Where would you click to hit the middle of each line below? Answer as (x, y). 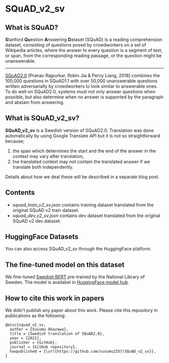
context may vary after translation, (48, 156)
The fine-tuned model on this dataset (65, 265)
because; (15, 141)
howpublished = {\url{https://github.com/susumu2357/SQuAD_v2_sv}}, (83, 351)
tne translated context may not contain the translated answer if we (81, 162)
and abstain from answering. (35, 102)
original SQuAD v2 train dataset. (46, 210)
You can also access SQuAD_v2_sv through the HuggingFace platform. (78, 249)
